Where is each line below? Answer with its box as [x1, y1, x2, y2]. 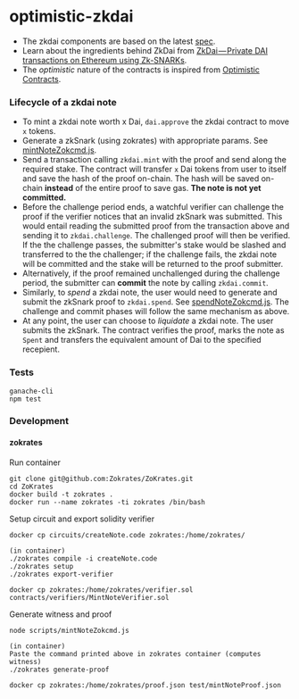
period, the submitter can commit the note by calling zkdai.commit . [21, 278, 270, 288]
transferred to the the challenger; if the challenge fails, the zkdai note [21, 249, 278, 260]
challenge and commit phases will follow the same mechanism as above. [21, 306, 290, 317]
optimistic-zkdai [9, 6, 134, 27]
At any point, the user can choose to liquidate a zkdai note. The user [21, 315, 274, 327]
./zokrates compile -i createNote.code [9, 553, 158, 563]
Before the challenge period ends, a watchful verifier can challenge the [21, 202, 284, 212]
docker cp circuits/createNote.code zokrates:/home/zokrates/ [9, 530, 245, 539]
